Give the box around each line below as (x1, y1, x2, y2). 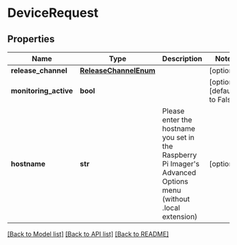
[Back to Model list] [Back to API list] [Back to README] (7, 230, 169, 238)
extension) (162, 212, 197, 221)
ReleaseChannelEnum (80, 65, 156, 75)
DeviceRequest (7, 5, 99, 21)
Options (162, 177, 188, 186)
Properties (7, 33, 55, 45)
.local (162, 203, 181, 213)
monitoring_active (11, 86, 73, 96)
